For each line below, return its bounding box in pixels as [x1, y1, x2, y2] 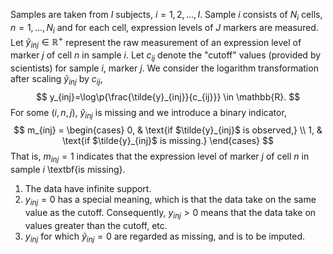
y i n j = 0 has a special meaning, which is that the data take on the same [24, 194, 317, 208]
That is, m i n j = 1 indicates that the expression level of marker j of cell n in [10, 150, 310, 165]
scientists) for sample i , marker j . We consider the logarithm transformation [10, 62, 319, 74]
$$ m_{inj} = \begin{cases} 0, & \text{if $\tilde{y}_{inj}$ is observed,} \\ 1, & [13, 124, 323, 136]
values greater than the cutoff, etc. [24, 219, 168, 231]
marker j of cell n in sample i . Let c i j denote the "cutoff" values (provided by [10, 49, 322, 63]
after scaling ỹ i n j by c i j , [10, 72, 103, 87]
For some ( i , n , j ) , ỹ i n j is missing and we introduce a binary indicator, [10, 106, 287, 121]
